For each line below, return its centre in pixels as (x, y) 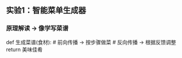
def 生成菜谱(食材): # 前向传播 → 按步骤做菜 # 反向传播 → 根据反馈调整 (91, 42)
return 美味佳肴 (24, 49)
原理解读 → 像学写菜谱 (37, 28)
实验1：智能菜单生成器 (46, 10)
